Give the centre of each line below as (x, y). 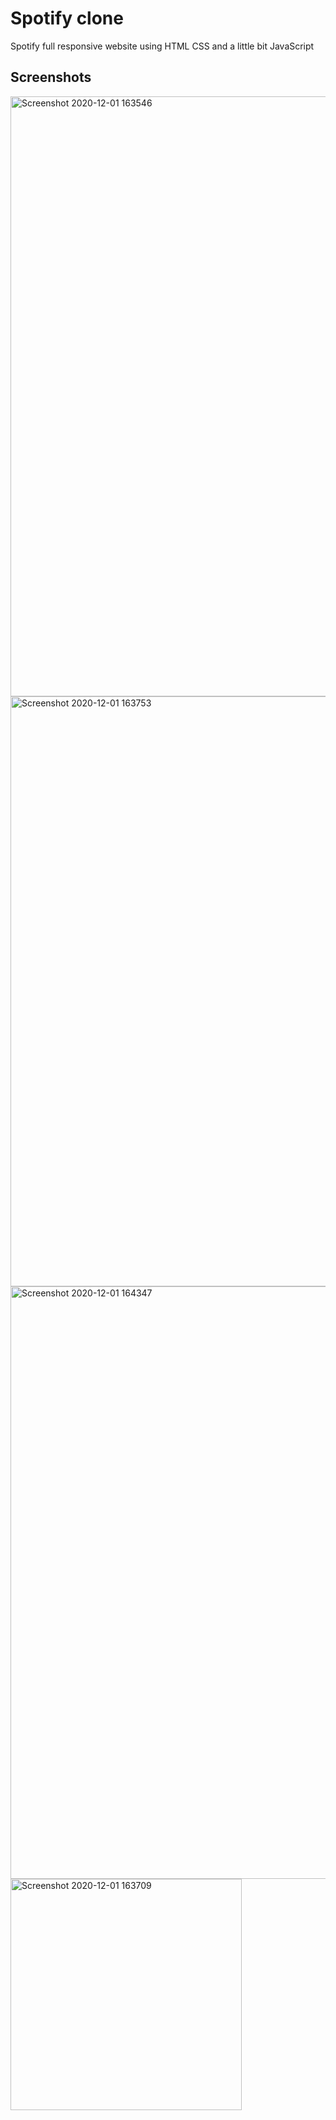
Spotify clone (67, 18)
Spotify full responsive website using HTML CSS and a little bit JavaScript (162, 46)
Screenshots (51, 77)
